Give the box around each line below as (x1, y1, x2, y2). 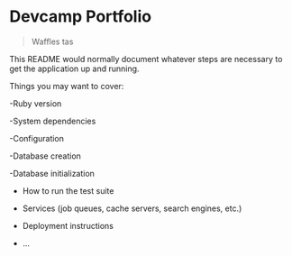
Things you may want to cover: (9, 80, 124, 91)
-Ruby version (9, 97, 62, 109)
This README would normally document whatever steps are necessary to (9, 53, 283, 64)
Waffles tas (31, 36, 74, 47)
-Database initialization (9, 168, 95, 178)
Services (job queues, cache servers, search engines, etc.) (22, 203, 242, 214)
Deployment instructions (22, 220, 114, 231)
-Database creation (9, 151, 81, 161)
